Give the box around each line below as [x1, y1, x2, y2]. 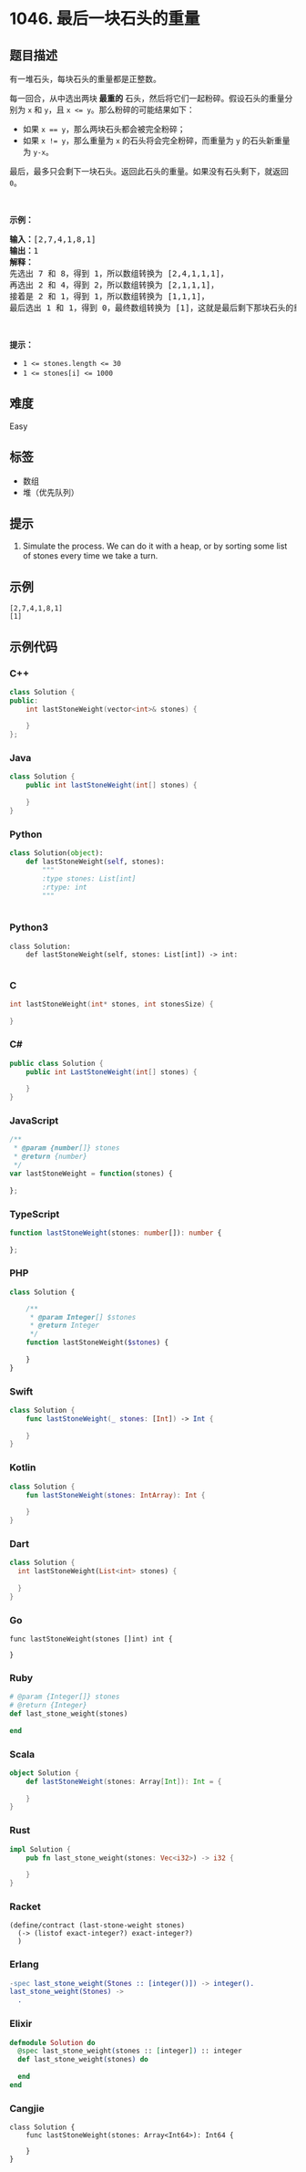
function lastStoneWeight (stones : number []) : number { [9, 1228, 222, 1237]
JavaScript [9, 1114, 59, 1127]
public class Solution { [9, 1059, 104, 1068]
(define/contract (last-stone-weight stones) [9, 1921, 185, 1930]
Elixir [9, 2018, 33, 2031]
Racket [9, 1900, 41, 1913]
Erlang [9, 1958, 39, 1971]
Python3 [9, 921, 48, 934]
